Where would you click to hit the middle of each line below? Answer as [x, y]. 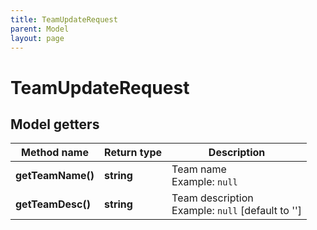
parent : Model [40, 29]
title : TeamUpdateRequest [64, 19]
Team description [212, 198]
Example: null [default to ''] [237, 211]
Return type [133, 153]
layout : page [37, 38]
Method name [55, 153]
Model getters [55, 124]
